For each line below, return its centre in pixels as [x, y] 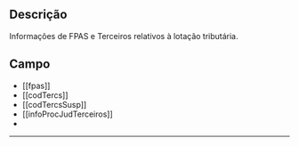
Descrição [38, 15]
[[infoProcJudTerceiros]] [67, 114]
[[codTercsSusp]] [54, 104]
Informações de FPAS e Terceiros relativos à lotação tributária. [124, 36]
